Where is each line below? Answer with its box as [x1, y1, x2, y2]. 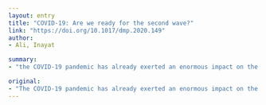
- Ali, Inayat [8, 41, 56, 49]
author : [8, 33, 34, 42]
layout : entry [8, 11, 56, 20]
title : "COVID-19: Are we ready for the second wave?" [8, 19, 194, 27]
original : [8, 77, 41, 85]
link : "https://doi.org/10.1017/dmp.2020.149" [8, 26, 166, 34]
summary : [8, 56, 37, 64]
